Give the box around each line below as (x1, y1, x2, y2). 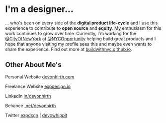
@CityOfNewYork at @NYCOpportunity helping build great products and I (5, 36, 156, 42)
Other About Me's (5, 61, 62, 69)
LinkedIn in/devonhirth (5, 93, 51, 99)
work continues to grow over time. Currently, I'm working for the (5, 30, 137, 36)
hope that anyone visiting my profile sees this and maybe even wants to (5, 41, 152, 47)
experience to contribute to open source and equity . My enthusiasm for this (5, 25, 162, 31)
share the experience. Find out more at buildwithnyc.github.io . (5, 46, 133, 52)
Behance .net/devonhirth (5, 103, 56, 109)
